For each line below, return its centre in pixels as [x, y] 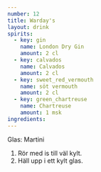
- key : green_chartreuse [51, 100]
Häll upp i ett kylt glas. [50, 161]
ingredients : [27, 119]
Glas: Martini [26, 139]
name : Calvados [43, 67]
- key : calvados [38, 60]
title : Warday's [31, 21]
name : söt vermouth [49, 86]
